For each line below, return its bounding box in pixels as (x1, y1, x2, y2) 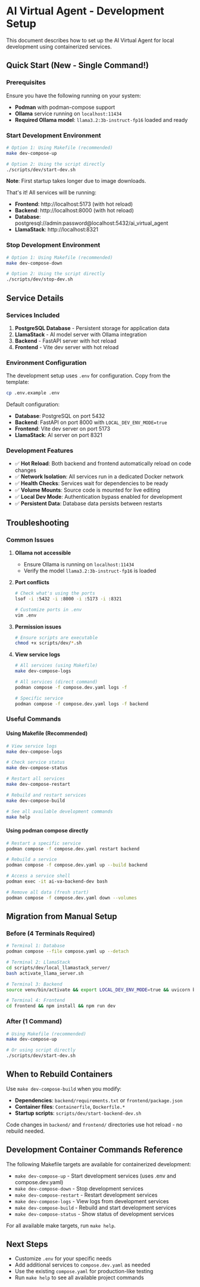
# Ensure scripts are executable (14, 635, 98, 641)
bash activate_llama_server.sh (6, 970, 84, 976)
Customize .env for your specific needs (14, 1255, 112, 1262)
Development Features (6, 447, 73, 455)
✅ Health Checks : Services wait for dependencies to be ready (14, 480, 168, 487)
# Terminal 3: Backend (6, 981, 62, 987)
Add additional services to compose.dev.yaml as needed (14, 1261, 151, 1268)
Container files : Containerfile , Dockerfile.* (14, 1103, 126, 1110)
